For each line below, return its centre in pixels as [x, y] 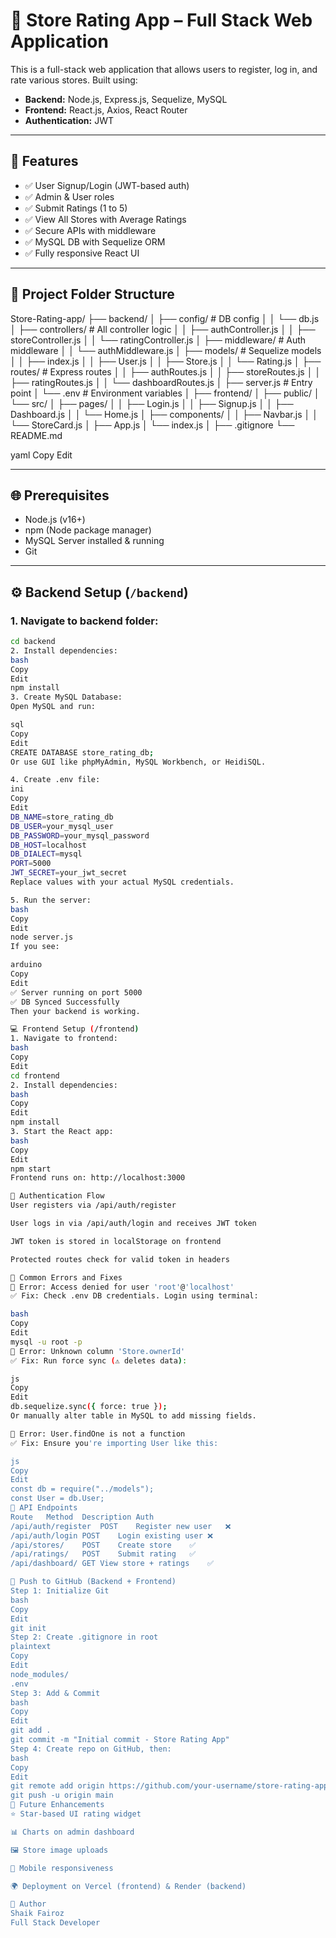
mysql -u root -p [46, 1342]
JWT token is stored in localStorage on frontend [116, 1241]
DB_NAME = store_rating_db [62, 817]
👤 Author [28, 1904]
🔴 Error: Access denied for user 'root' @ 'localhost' [122, 1287]
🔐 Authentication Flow [57, 1196]
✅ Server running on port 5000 [76, 992]
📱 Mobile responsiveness [62, 1868]
